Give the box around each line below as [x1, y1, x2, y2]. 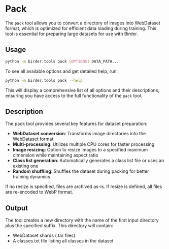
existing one [12, 163, 39, 169]
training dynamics [12, 174, 51, 180]
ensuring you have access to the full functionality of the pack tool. [5, 92, 143, 99]
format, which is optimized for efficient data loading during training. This [5, 25, 156, 31]
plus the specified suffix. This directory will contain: [5, 223, 113, 229]
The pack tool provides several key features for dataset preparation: [5, 120, 148, 127]
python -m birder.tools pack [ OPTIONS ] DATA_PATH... [5, 59, 119, 64]
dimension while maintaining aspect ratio [12, 152, 98, 158]
